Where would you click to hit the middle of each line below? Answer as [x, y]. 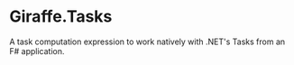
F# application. [37, 51]
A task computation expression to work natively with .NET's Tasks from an [147, 42]
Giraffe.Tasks [61, 17]
